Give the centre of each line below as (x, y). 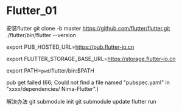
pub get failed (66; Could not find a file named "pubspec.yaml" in (88, 82)
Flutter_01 (32, 11)
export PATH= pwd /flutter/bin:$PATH (51, 70)
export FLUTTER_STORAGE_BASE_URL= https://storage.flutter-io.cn (91, 59)
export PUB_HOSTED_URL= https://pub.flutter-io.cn (70, 47)
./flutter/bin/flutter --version (41, 35)
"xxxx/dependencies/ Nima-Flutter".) (53, 88)
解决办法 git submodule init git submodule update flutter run (81, 101)
